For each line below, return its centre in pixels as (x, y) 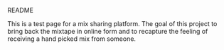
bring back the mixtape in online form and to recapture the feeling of (108, 31)
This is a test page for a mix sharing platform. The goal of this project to (112, 24)
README (21, 10)
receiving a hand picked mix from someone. (72, 39)
